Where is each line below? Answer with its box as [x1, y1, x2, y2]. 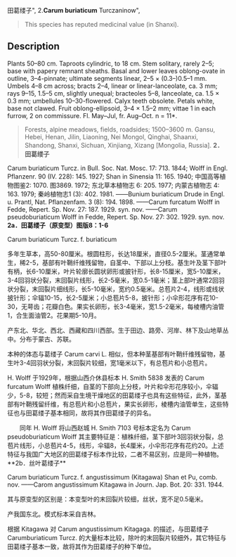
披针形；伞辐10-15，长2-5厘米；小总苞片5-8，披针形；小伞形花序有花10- [7, 293, 219, 302]
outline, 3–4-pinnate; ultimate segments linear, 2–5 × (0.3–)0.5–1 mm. [7, 74, 207, 82]
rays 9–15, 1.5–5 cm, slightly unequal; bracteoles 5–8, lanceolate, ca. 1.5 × [7, 89, 220, 97]
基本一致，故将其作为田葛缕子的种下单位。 [31, 542, 155, 551]
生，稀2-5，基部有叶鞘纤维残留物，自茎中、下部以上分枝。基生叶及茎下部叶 [7, 258, 227, 267]
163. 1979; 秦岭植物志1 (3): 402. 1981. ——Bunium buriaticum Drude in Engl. [7, 189, 225, 198]
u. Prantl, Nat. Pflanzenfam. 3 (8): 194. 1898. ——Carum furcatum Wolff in [7, 198, 220, 206]
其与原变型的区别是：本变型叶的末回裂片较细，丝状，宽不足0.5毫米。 [7, 494, 207, 503]
